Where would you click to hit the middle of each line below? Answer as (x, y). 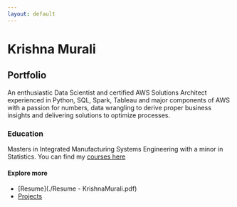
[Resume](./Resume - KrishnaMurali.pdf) (77, 189)
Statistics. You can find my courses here (67, 156)
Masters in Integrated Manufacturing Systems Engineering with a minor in (115, 149)
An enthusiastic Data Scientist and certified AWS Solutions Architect (107, 92)
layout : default (31, 14)
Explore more (27, 173)
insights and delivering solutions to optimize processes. (89, 115)
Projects (30, 196)
